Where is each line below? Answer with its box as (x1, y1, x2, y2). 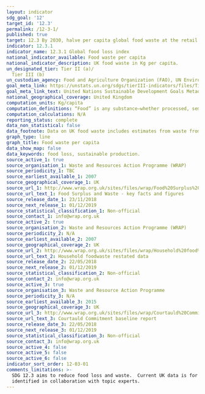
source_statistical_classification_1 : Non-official (6, 208, 140, 214)
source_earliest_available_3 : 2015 (6, 299, 97, 305)
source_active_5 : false (6, 349, 67, 356)
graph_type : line (6, 134, 51, 140)
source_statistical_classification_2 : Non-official (6, 270, 140, 277)
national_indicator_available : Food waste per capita (6, 54, 146, 60)
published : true (6, 32, 48, 38)
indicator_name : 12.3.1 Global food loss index (6, 49, 130, 55)
